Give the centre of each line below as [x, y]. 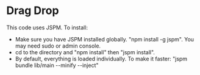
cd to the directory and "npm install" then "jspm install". [85, 52]
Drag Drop [33, 11]
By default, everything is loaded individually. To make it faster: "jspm [101, 59]
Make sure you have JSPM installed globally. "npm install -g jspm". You [104, 39]
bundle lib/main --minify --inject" [57, 65]
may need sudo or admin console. [58, 46]
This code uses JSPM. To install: [47, 27]
